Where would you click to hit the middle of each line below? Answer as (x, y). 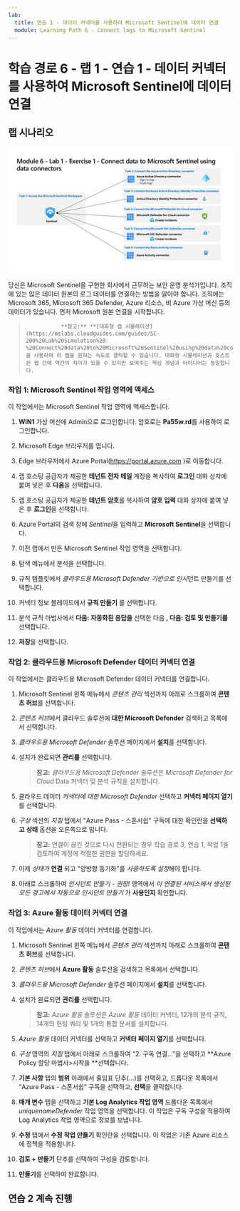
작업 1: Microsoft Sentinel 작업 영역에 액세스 (82, 390)
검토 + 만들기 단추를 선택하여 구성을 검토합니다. (84, 1159)
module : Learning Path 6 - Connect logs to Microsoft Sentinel (110, 30)
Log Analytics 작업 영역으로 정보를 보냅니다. (80, 1120)
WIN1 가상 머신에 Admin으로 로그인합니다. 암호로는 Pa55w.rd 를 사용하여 (120, 422)
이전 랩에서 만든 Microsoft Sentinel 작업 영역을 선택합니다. (100, 548)
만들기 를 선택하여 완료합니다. (58, 1174)
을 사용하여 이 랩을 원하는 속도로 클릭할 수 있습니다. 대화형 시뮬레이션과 (119, 355)
